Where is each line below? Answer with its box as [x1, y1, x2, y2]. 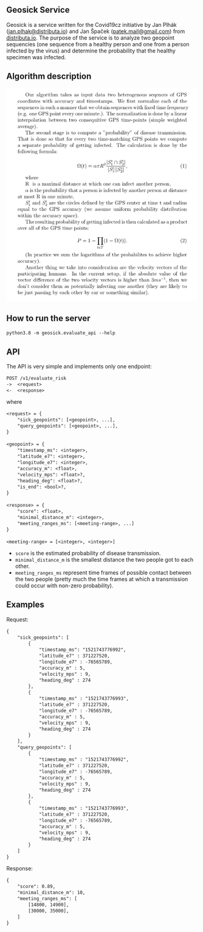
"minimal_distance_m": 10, [17, 889, 86, 895]
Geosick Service [6, 5, 70, 15]
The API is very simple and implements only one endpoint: [6, 363, 152, 370]
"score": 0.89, [17, 883, 56, 889]
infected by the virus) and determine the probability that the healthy [6, 47, 176, 54]
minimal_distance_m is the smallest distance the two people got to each [15, 556, 194, 563]
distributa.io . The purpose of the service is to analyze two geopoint [6, 34, 175, 41]
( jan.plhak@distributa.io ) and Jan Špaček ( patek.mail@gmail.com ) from [6, 27, 185, 35]
